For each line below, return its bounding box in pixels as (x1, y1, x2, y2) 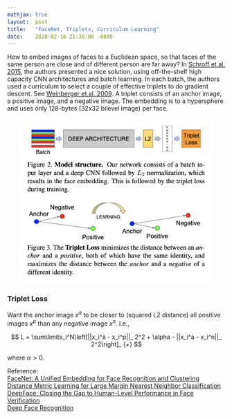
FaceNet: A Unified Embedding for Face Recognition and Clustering (7, 374, 199, 382)
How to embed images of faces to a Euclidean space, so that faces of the (7, 53, 217, 62)
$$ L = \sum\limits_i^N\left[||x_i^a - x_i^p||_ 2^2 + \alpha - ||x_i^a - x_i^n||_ (10, 333, 222, 341)
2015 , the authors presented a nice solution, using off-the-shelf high (7, 68, 202, 76)
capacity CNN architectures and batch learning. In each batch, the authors (7, 75, 220, 83)
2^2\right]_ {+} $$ (91, 339, 142, 348)
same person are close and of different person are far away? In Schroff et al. (7, 60, 225, 68)
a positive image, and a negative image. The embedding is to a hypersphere (7, 97, 224, 105)
